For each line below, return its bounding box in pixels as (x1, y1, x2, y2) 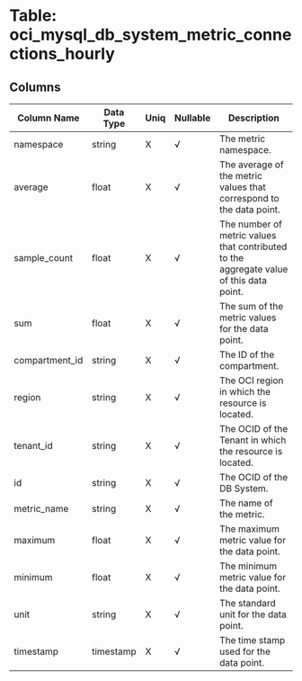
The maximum (218, 523, 280, 535)
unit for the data (218, 608, 288, 621)
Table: (9, 5, 58, 26)
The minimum (218, 560, 278, 572)
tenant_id (13, 440, 54, 452)
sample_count (13, 252, 74, 264)
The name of (218, 497, 273, 509)
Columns (9, 79, 61, 94)
